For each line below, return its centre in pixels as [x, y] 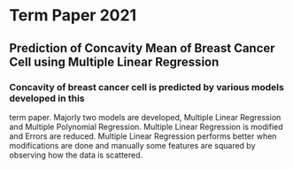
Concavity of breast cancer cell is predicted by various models [147, 87]
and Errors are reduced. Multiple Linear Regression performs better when [143, 136]
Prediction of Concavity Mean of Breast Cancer [143, 48]
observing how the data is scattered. [76, 155]
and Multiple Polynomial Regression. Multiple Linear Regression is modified [146, 127]
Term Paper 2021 [73, 15]
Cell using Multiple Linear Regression [114, 61]
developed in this [47, 98]
